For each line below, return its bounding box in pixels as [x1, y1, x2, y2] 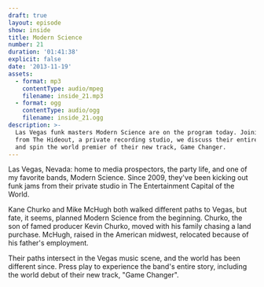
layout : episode [8, 19, 61, 27]
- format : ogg [15, 99, 61, 107]
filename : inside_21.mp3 [22, 92, 104, 100]
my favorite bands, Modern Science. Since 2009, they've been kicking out [8, 173, 249, 182]
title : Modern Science [8, 33, 82, 42]
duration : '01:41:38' [8, 48, 79, 56]
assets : [8, 70, 34, 78]
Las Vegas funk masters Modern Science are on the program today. [15, 128, 237, 136]
